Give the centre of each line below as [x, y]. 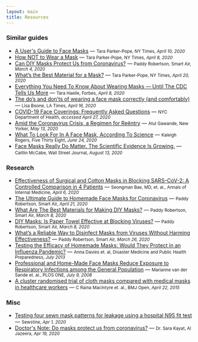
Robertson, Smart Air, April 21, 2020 [51, 204]
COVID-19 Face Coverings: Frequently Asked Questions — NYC [91, 111]
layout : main [22, 12]
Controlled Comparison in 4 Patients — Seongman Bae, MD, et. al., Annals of [100, 187]
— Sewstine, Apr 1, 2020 [40, 322]
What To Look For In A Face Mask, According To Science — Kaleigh [95, 135]
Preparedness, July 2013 [40, 258]
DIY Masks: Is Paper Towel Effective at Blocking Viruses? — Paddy [94, 221]
